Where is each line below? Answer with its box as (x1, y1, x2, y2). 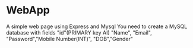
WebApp (6, 4, 50, 17)
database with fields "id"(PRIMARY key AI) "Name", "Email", (6, 29, 153, 36)
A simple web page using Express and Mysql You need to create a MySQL (6, 23, 188, 30)
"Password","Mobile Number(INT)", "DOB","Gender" (6, 35, 134, 42)
